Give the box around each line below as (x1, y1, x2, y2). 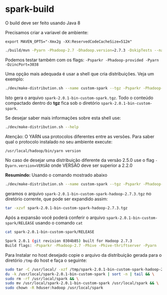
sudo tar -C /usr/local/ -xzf (5, 267, 68, 272)
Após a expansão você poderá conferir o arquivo (5, 215, 105, 221)
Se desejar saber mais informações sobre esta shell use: (5, 115, 121, 121)
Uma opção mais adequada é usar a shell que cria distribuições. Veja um (5, 71, 154, 76)
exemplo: (5, 76, 24, 82)
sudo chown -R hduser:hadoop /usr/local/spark (5, 286, 103, 291)
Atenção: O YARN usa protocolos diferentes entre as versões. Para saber (5, 133, 155, 140)
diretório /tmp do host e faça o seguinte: (5, 257, 87, 263)
